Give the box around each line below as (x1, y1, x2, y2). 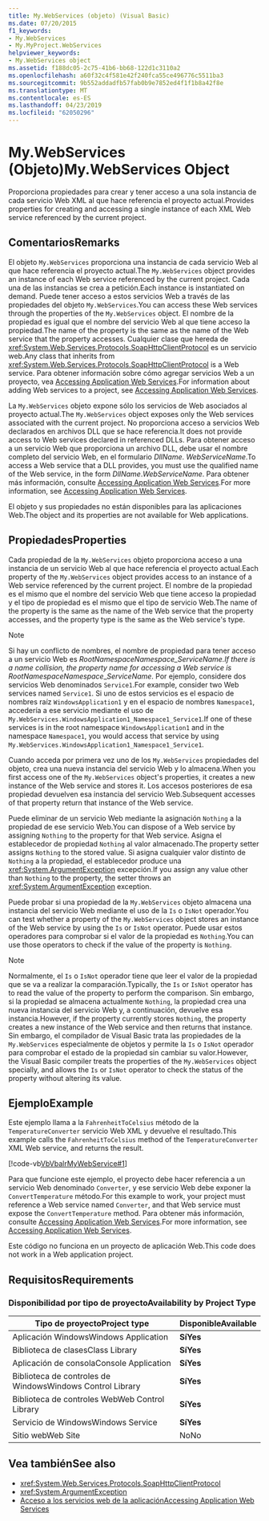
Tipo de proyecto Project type (34, 1318, 150, 1329)
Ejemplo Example (8, 1096, 94, 1110)
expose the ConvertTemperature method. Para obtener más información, (8, 1209, 245, 1218)
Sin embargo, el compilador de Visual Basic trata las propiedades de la (8, 1030, 242, 1040)
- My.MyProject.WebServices (8, 42, 102, 50)
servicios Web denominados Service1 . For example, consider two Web (8, 679, 239, 689)
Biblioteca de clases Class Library (12, 1344, 138, 1356)
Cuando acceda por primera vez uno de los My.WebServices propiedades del (8, 755, 259, 765)
